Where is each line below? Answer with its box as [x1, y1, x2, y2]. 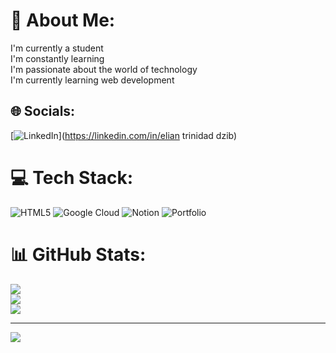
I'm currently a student [10, 42, 104, 54]
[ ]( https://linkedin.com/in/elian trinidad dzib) [10, 129, 238, 141]
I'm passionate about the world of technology [10, 63, 198, 75]
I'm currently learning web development [10, 74, 175, 86]
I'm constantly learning [10, 52, 105, 64]
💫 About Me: [10, 9, 116, 32]
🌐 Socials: [10, 103, 76, 120]
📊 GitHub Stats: [10, 243, 147, 266]
